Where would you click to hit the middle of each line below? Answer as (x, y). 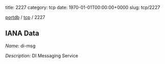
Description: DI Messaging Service (42, 55)
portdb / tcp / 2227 (25, 17)
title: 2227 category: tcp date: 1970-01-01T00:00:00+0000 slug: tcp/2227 (83, 7)
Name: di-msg (20, 46)
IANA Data (22, 34)
